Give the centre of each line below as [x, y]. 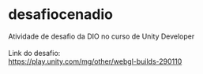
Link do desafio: [34, 53]
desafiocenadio [60, 15]
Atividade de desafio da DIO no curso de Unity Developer [101, 36]
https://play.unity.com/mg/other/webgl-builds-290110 [95, 61]
